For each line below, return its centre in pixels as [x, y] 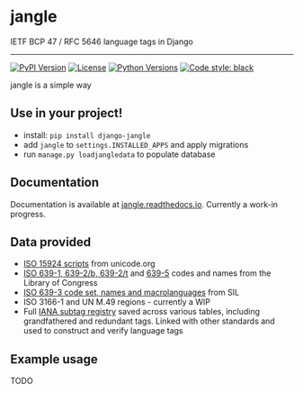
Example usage [54, 359]
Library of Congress [60, 283]
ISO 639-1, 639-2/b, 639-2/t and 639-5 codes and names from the [147, 273]
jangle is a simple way [51, 85]
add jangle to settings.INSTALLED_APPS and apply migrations [136, 144]
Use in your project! [67, 113]
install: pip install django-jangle [87, 135]
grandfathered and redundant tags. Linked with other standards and [149, 321]
